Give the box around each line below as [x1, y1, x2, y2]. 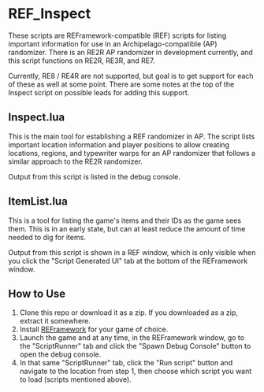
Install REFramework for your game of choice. [19, 324, 169, 335]
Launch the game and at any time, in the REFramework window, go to [19, 333, 245, 342]
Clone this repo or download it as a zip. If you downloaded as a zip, [19, 308, 239, 317]
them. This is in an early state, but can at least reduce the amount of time [8, 224, 246, 233]
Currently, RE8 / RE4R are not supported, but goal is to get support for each [8, 71, 254, 80]
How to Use [8, 287, 66, 300]
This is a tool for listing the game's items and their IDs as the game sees [8, 216, 242, 225]
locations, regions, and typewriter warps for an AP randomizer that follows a [8, 148, 256, 157]
